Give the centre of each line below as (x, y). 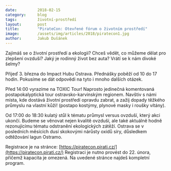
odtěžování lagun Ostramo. (34, 137)
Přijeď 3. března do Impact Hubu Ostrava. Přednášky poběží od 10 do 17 (81, 74)
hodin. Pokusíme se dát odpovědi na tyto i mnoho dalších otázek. (74, 79)
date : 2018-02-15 (33, 10)
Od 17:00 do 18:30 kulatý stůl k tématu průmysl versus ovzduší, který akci (83, 115)
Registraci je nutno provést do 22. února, (108, 152)
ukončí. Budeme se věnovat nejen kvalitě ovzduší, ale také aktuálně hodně (84, 120)
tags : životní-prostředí (41, 19)
